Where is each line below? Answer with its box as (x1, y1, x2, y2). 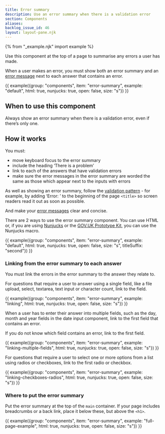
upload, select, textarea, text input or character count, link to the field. (5, 286, 147, 292)
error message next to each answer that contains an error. (5, 73, 123, 79)
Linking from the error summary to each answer (5, 260, 122, 267)
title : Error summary (5, 7, 50, 12)
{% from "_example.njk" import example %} (5, 44, 94, 49)
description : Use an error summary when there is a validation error (5, 12, 151, 17)
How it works (5, 135, 46, 143)
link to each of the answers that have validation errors (12, 168, 122, 174)
